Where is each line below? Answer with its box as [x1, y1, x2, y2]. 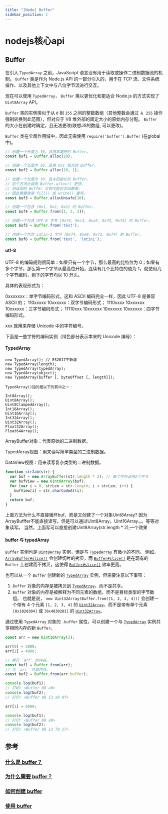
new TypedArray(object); [5, 370, 57, 376]
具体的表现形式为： [5, 282, 45, 288]
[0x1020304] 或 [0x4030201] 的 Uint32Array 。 [12, 608, 105, 614]
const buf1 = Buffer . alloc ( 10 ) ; [5, 154, 72, 159]
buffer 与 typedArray [5, 537, 49, 543]
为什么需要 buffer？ [5, 773, 52, 780]
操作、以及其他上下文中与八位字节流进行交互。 [5, 82, 101, 88]
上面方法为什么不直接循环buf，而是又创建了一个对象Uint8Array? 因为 [5, 512, 147, 518]
